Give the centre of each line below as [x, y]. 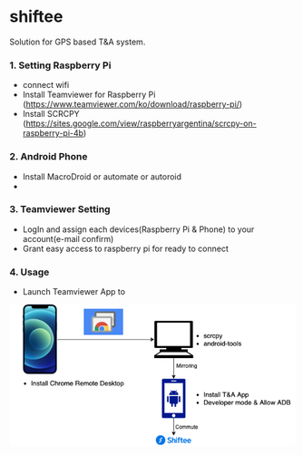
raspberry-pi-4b [53, 133]
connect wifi [46, 85]
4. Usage [29, 272]
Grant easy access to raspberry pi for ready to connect [126, 248]
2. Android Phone [49, 157]
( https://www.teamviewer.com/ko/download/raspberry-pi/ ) [132, 104]
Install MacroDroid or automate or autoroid [102, 176]
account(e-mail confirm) [68, 238]
